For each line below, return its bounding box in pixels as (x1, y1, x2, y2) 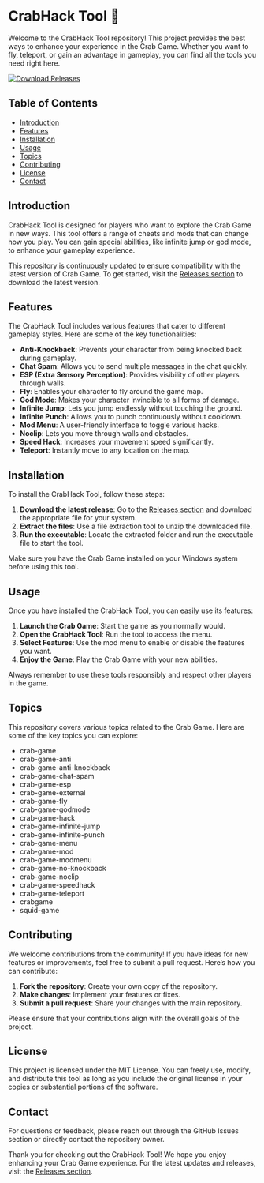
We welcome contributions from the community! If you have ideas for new (8, 949, 249, 959)
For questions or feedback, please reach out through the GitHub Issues (8, 1126, 239, 1136)
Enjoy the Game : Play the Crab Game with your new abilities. (19, 655, 218, 664)
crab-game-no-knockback (19, 863, 106, 873)
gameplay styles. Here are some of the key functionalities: (8, 329, 197, 339)
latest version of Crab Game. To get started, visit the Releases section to (8, 269, 244, 279)
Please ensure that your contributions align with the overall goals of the (8, 1013, 240, 1023)
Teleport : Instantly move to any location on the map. (19, 445, 191, 455)
